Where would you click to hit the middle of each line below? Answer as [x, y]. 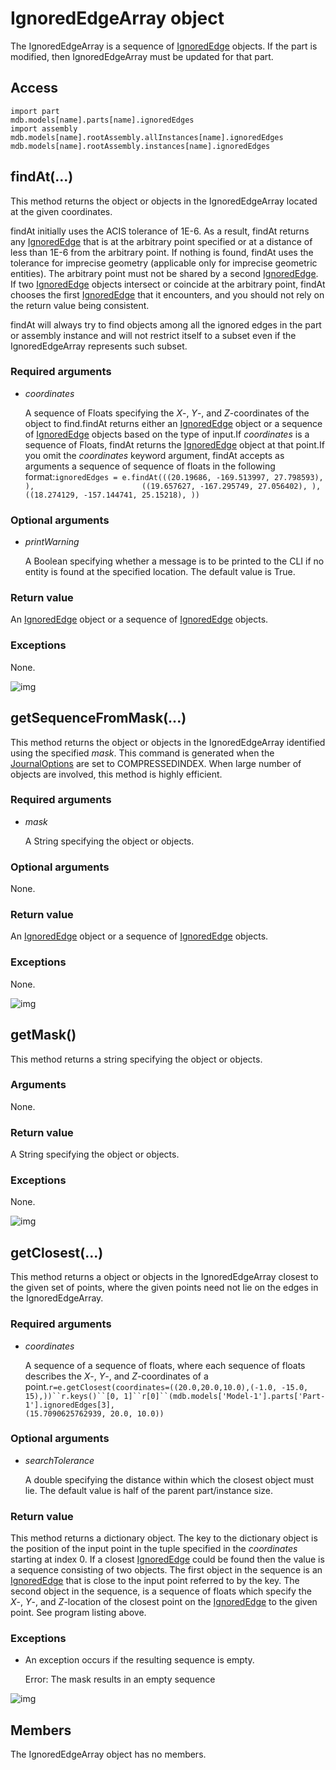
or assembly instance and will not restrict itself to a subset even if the [153, 335]
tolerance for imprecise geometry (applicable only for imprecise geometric [164, 263]
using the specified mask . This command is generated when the [142, 753]
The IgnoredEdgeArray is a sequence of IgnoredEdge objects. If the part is [164, 46]
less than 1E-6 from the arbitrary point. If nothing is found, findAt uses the [162, 252]
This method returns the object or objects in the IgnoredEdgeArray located [164, 201]
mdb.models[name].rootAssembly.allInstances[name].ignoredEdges [147, 137]
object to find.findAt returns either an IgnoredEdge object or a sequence [173, 423]
